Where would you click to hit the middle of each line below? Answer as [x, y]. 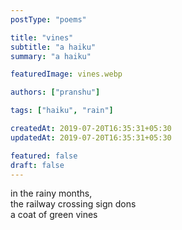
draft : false [37, 165]
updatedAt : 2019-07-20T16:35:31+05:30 [91, 137]
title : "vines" [42, 37]
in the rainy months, [51, 193]
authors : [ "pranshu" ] [55, 92]
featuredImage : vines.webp [66, 74]
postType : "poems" [48, 19]
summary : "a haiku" [51, 56]
